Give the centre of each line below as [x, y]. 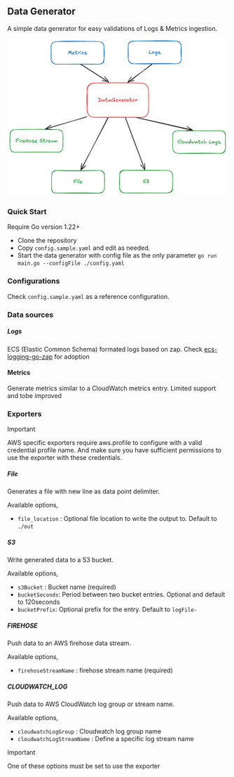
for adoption [72, 357]
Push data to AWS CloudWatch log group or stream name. [91, 704]
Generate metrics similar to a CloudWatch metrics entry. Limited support [111, 388]
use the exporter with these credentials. [65, 458]
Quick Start [27, 212]
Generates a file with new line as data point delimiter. [83, 491]
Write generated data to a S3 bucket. [61, 560]
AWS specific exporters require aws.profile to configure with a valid [105, 443]
